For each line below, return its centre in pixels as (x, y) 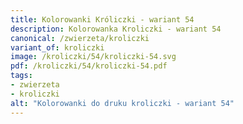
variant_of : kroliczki (57, 47)
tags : (21, 76)
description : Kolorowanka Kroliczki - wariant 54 (116, 29)
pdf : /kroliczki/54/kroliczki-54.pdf (89, 66)
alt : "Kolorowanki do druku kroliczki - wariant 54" (122, 103)
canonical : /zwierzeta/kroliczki (80, 38)
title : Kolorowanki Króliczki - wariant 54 (102, 19)
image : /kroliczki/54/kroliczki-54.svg (93, 57)
